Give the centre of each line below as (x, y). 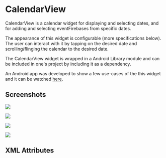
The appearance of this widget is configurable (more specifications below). (83, 38)
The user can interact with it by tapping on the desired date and (71, 43)
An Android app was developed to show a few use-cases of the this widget (83, 73)
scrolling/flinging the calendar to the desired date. (57, 49)
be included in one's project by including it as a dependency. (68, 64)
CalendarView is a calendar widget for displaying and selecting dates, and (82, 23)
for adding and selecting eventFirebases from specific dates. (68, 28)
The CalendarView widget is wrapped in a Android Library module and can (82, 58)
